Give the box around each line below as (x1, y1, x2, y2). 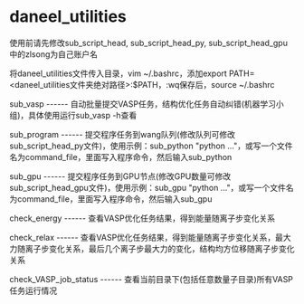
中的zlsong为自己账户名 (9, 48, 98, 60)
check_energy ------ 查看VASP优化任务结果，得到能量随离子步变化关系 (9, 213, 276, 223)
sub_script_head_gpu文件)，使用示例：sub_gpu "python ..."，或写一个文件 (9, 182, 287, 193)
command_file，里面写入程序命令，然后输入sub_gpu (16, 193, 213, 204)
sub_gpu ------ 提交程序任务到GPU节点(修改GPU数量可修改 (9, 170, 232, 182)
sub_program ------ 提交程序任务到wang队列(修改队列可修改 (9, 128, 235, 139)
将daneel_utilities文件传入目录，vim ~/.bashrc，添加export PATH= (9, 68, 255, 79)
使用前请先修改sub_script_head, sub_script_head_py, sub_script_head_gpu (9, 37, 288, 48)
